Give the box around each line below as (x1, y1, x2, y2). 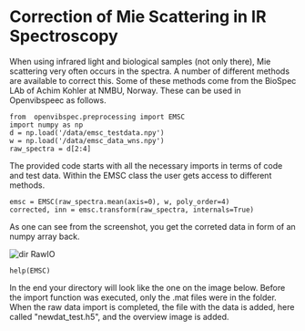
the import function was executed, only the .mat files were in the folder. (9, 292, 278, 303)
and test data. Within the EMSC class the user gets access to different (9, 170, 272, 181)
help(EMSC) (9, 266, 51, 275)
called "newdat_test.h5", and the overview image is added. (9, 311, 229, 322)
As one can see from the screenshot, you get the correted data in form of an (9, 221, 296, 232)
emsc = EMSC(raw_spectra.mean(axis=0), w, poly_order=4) (9, 197, 230, 206)
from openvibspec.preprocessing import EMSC (9, 112, 185, 121)
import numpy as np (9, 120, 84, 129)
